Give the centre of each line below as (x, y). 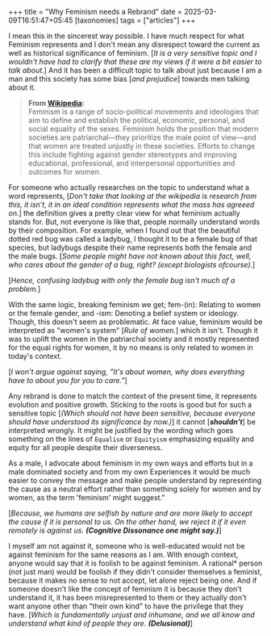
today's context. (35, 356)
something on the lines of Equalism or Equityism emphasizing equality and (131, 439)
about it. (22, 87)
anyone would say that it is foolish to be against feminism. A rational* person (135, 563)
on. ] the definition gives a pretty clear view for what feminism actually (124, 213)
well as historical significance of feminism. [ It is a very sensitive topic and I (133, 53)
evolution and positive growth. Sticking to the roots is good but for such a (130, 404)
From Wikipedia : (56, 103)
